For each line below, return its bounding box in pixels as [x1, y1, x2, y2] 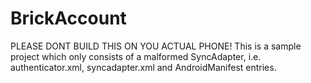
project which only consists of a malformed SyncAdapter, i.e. [10, 50, 262, 62]
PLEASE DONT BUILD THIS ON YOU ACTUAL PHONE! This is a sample [10, 40, 302, 52]
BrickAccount [10, 7, 127, 30]
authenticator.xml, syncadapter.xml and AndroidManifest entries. [10, 61, 277, 73]
